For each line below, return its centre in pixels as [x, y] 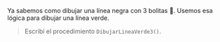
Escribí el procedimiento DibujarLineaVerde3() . [93, 31]
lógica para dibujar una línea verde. [58, 18]
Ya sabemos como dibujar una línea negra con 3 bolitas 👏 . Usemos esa [110, 11]
